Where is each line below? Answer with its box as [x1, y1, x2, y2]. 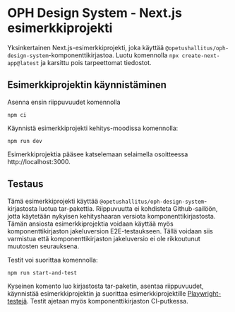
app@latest [7, 59, 40, 67]
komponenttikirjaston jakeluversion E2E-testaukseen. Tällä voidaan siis [7, 226, 213, 235]
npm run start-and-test [7, 269, 78, 277]
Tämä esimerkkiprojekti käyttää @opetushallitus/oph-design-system [7, 197, 205, 205]
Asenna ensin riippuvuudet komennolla [7, 98, 121, 106]
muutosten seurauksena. [7, 242, 80, 250]
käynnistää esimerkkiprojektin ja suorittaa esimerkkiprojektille [7, 289, 186, 298]
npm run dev [7, 137, 42, 144]
